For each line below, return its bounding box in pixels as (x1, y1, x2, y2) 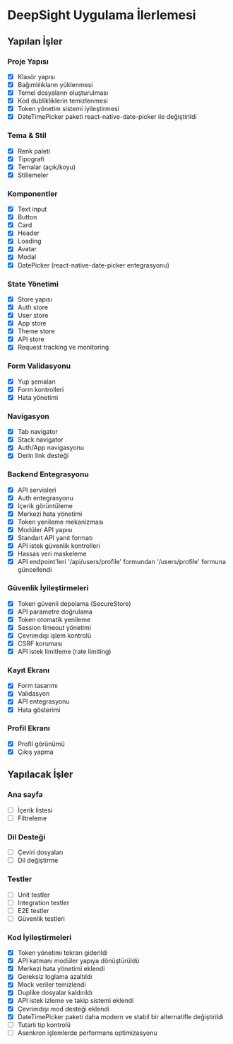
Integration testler (17, 898, 70, 907)
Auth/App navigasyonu (17, 443, 85, 452)
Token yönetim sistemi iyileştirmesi (17, 105, 120, 113)
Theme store (17, 327, 55, 335)
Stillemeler (17, 171, 49, 179)
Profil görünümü (17, 740, 65, 748)
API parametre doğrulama (17, 607, 93, 616)
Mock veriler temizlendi (17, 980, 86, 989)
